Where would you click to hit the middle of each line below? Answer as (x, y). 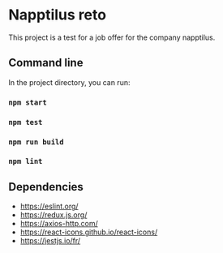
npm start (28, 102)
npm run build (36, 142)
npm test (26, 122)
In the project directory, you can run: (69, 82)
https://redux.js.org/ (54, 215)
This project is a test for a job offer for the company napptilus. (112, 37)
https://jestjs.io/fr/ (50, 241)
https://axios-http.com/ (59, 224)
